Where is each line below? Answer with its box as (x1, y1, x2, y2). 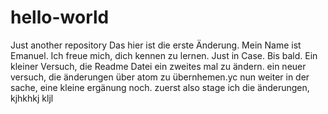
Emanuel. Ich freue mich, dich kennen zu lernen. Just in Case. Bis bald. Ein (10, 49, 318, 61)
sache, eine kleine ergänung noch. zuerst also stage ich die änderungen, (10, 81, 310, 93)
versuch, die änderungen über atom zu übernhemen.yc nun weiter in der (10, 71, 310, 83)
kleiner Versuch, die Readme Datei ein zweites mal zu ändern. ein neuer (10, 60, 307, 72)
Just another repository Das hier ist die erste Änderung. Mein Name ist (10, 39, 302, 51)
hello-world (10, 6, 110, 29)
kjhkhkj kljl (10, 92, 54, 104)
